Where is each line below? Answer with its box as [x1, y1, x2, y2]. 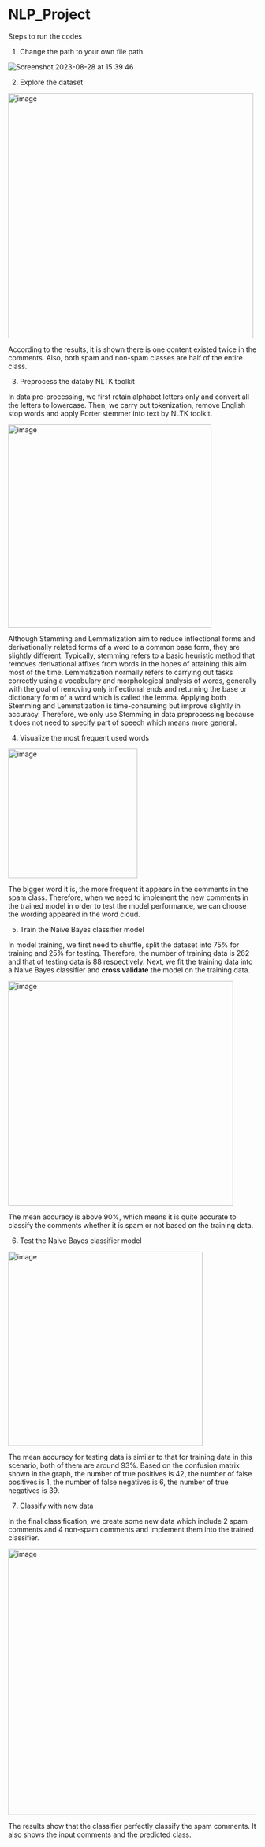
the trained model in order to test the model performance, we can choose [8, 901, 247, 910]
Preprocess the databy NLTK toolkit [19, 376, 136, 386]
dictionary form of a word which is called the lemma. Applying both [8, 692, 226, 702]
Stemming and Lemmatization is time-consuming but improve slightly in [8, 700, 241, 711]
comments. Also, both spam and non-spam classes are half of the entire [8, 353, 243, 362]
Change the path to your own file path [19, 47, 144, 56]
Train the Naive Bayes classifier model [19, 924, 144, 934]
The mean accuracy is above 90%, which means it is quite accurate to [8, 1212, 237, 1222]
